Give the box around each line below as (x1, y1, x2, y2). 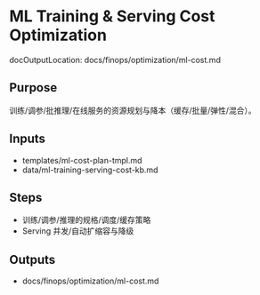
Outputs (9, 251, 56, 267)
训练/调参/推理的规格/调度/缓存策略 (21, 215, 151, 226)
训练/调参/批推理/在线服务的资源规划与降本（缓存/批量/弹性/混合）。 (9, 105, 256, 116)
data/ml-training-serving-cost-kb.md (21, 164, 158, 175)
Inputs (9, 132, 46, 147)
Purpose (9, 80, 58, 95)
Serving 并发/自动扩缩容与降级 (21, 226, 134, 236)
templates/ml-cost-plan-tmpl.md (21, 155, 142, 165)
